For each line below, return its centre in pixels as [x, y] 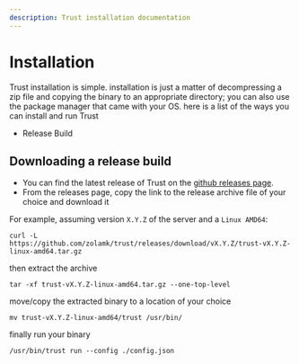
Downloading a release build [91, 161]
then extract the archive [53, 268]
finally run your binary [50, 334]
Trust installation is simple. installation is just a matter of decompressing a [146, 87]
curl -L [24, 236]
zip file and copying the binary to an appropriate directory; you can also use [149, 96]
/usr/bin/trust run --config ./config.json [92, 351]
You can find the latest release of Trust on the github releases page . [148, 183]
